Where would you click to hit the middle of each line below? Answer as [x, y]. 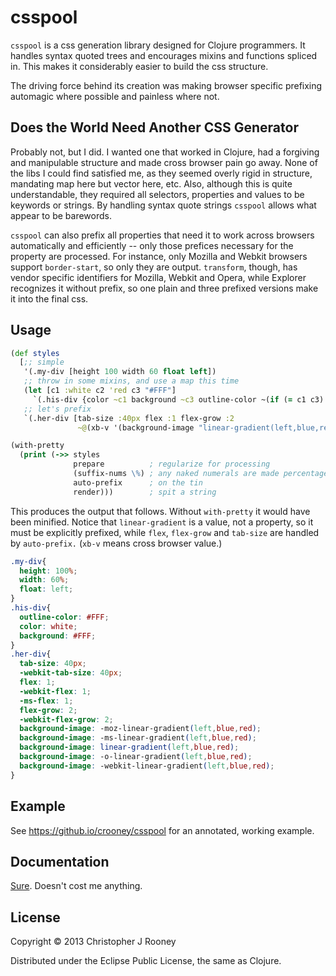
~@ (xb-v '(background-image [136, 427]
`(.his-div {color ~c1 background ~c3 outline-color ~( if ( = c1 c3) [178, 399]
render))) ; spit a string [145, 492]
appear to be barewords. [61, 215]
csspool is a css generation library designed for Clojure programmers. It [158, 45]
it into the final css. [49, 298]
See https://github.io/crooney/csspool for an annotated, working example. [162, 830]
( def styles [35, 353]
